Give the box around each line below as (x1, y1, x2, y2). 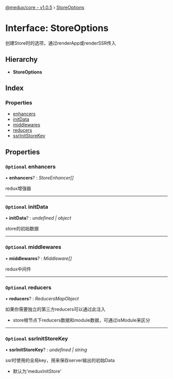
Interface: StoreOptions (5, 23, 109, 34)
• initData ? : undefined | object (5, 215, 72, 221)
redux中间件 (5, 266, 31, 272)
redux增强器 (5, 185, 31, 192)
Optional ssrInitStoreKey (5, 335, 68, 342)
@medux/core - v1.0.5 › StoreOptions (5, 5, 84, 10)
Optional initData (5, 203, 48, 210)
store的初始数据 (5, 226, 39, 232)
